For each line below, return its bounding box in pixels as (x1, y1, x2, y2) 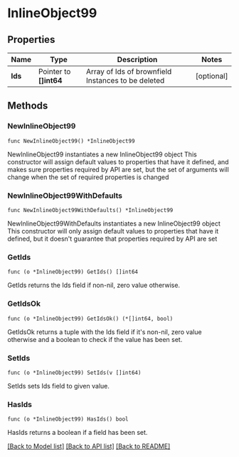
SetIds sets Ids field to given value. (7, 381, 110, 390)
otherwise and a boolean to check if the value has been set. (7, 335, 183, 343)
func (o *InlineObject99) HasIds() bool (7, 416, 129, 423)
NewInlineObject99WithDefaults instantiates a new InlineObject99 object (7, 219, 221, 228)
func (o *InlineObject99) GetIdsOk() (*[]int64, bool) (7, 315, 174, 322)
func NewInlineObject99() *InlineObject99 (7, 137, 135, 144)
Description (117, 55, 158, 64)
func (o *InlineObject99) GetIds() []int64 (7, 268, 139, 276)
